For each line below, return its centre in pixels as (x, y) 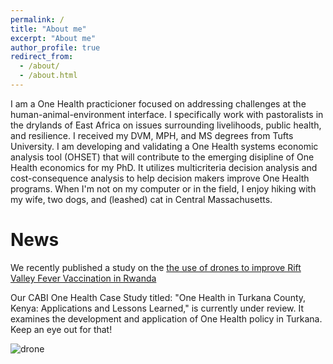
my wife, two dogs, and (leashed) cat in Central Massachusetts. (141, 199)
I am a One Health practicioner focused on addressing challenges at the (158, 103)
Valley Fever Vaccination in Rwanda (83, 278)
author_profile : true (55, 47)
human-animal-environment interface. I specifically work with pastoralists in (167, 114)
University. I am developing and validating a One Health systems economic (164, 146)
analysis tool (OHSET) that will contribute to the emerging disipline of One (162, 157)
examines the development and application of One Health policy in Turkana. (166, 318)
